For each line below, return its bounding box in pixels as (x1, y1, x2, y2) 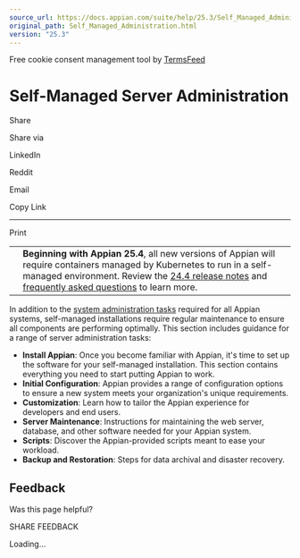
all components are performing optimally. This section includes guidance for (9, 323, 290, 334)
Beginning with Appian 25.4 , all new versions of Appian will (22, 248, 276, 260)
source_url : (9, 13, 54, 22)
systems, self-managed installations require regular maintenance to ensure (9, 314, 285, 325)
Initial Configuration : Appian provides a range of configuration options (21, 378, 284, 389)
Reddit (9, 167, 34, 178)
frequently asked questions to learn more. (22, 281, 198, 293)
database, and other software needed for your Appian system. (21, 426, 252, 436)
